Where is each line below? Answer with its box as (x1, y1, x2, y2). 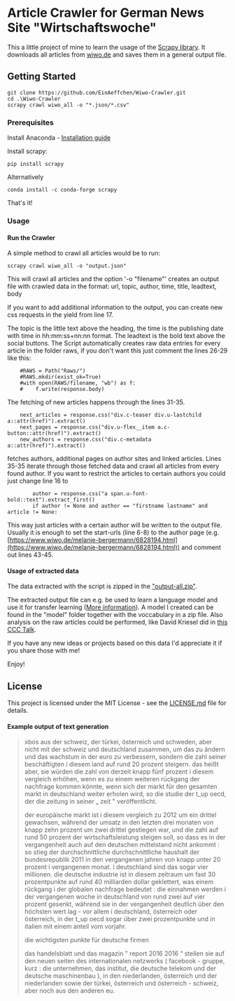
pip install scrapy (7, 161, 64, 168)
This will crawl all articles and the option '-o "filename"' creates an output (7, 275, 219, 283)
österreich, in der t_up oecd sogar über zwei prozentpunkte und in (24, 915, 215, 923)
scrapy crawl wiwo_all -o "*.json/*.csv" (7, 101, 130, 108)
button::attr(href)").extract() (7, 430, 101, 437)
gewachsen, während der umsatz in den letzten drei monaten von (24, 818, 214, 827)
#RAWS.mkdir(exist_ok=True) (20, 374, 101, 381)
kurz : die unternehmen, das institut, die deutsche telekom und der (24, 964, 217, 973)
